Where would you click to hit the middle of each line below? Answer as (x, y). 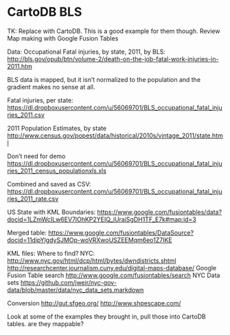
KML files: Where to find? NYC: (51, 253)
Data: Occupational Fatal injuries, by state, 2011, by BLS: (87, 52)
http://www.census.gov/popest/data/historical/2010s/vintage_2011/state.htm (115, 136)
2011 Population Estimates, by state (57, 128)
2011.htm (20, 66)
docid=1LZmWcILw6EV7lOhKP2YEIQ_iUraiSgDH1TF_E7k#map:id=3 (102, 219)
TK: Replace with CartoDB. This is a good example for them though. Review (114, 31)
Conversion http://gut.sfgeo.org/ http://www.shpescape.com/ (94, 303)
